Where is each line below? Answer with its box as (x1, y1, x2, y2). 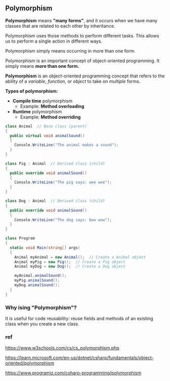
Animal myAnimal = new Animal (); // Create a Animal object (14, 255, 146, 260)
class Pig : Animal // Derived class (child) (5, 161, 105, 166)
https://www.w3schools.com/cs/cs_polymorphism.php (5, 345, 120, 351)
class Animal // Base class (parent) (5, 123, 87, 129)
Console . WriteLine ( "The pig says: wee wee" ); (14, 180, 112, 185)
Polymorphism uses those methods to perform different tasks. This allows (5, 32, 159, 38)
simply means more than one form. (5, 63, 79, 69)
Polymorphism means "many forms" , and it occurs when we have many (5, 17, 158, 23)
